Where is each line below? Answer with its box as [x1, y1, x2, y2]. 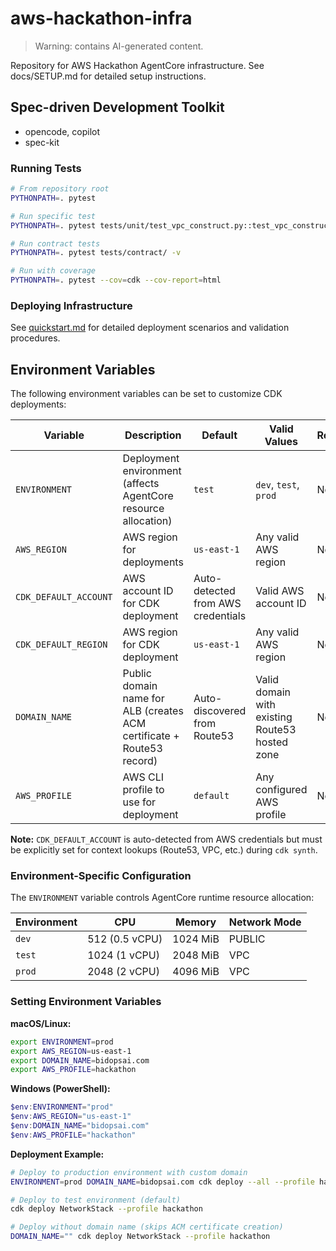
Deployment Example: [10, 1148, 105, 1160]
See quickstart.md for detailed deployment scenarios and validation [10, 322, 290, 334]
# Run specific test [10, 211, 97, 221]
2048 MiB [172, 948, 220, 962]
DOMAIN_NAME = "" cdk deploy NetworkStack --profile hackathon [10, 1232, 271, 1242]
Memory [174, 915, 217, 929]
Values [264, 435, 298, 449]
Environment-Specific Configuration [10, 869, 192, 883]
